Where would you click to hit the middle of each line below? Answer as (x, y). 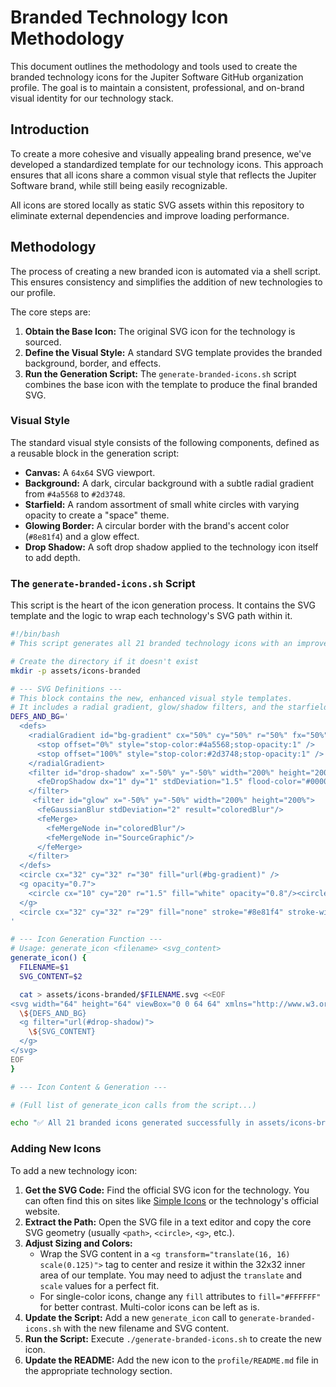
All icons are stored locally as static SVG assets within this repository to (157, 205)
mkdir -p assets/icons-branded (75, 671)
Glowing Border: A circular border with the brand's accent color (157, 525)
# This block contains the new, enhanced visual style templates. (151, 698)
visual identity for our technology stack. (92, 98)
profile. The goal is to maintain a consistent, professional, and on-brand (157, 87)
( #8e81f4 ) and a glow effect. (82, 536)
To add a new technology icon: (74, 1170)
